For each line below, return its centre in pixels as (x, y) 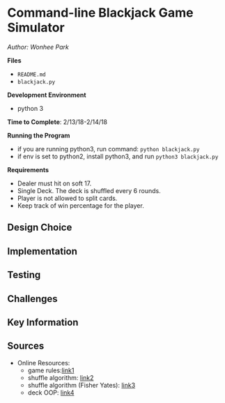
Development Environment (47, 95)
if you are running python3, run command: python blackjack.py (108, 149)
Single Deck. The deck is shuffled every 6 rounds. (89, 190)
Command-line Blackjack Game (100, 13)
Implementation (42, 251)
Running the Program (39, 135)
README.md (32, 75)
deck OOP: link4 (51, 393)
